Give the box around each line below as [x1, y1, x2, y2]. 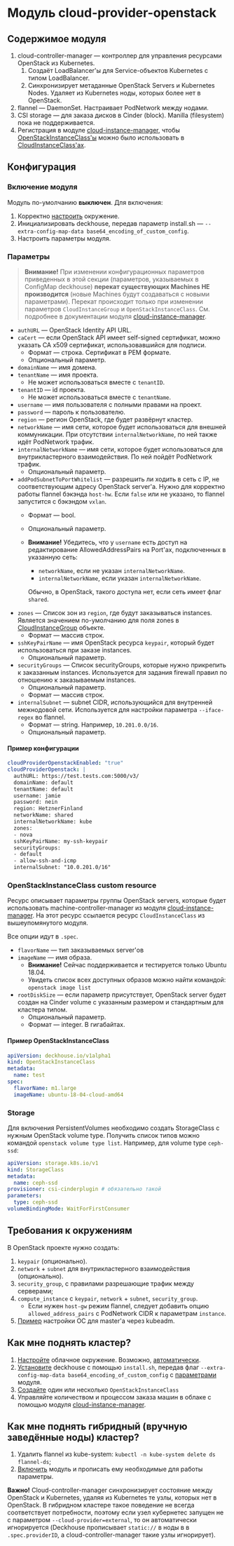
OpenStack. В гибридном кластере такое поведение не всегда [7, 1501, 195, 1510]
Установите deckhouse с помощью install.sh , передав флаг [17, 1363, 200, 1371]
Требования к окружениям [7, 1225, 133, 1237]
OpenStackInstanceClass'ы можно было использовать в [17, 133, 184, 142]
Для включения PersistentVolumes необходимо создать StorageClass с [7, 1124, 220, 1132]
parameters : [7, 1192, 42, 1199]
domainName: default [13, 779, 74, 786]
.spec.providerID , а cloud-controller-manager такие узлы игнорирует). [7, 1531, 216, 1539]
